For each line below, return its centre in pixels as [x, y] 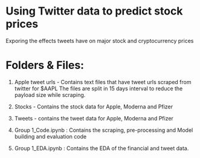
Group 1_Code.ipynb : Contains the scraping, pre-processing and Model [104, 130]
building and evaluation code [50, 136]
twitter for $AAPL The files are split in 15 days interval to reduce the [98, 88]
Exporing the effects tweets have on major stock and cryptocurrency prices [100, 41]
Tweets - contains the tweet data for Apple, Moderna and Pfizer [94, 118]
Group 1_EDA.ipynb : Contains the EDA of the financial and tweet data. [102, 148]
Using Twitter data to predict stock [94, 11]
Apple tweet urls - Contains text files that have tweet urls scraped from [103, 82]
